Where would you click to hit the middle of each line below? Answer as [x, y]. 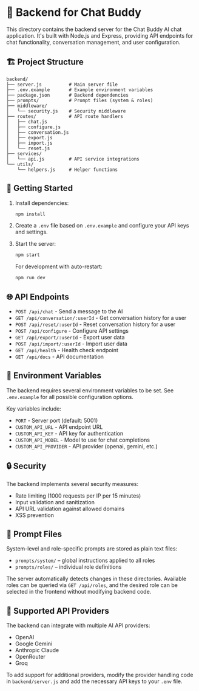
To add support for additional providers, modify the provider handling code [100, 675]
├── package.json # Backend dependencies [68, 95]
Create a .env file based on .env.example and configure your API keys [102, 226]
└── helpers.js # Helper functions [68, 170]
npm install [30, 214]
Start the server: [35, 244]
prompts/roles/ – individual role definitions [68, 567]
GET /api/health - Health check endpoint [66, 350]
